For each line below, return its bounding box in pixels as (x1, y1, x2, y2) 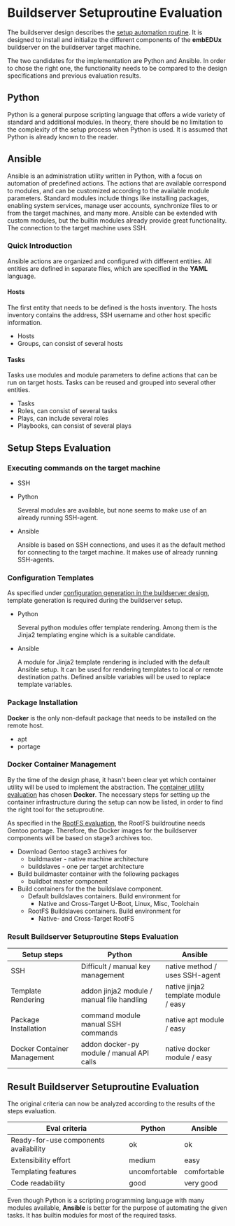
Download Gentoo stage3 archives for (17, 847, 127, 856)
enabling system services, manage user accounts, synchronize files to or (7, 201, 218, 209)
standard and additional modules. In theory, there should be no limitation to (7, 118, 224, 126)
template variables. (17, 681, 73, 689)
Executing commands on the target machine (7, 463, 161, 473)
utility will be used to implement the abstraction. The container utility (7, 783, 205, 791)
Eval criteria (45, 1123, 87, 1133)
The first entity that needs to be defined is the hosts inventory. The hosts (7, 303, 218, 312)
